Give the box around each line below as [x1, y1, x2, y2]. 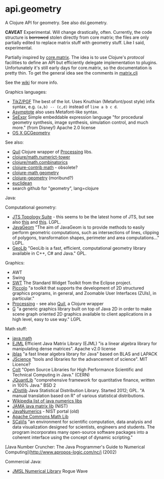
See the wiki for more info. [5, 80, 59, 85]
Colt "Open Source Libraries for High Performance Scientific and [12, 367, 143, 373]
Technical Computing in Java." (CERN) [12, 372, 90, 377]
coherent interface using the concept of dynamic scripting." [12, 434, 133, 440]
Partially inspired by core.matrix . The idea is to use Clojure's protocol [5, 54, 144, 60]
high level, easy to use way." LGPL [12, 316, 82, 322]
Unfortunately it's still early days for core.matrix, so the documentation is [5, 65, 152, 71]
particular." [12, 295, 35, 301]
